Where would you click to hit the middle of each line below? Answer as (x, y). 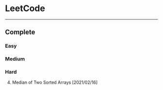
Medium (15, 59)
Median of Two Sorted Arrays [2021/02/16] (55, 82)
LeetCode (25, 8)
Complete (20, 32)
